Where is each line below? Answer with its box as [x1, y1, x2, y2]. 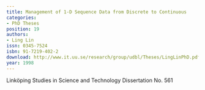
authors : [6, 32, 29, 38]
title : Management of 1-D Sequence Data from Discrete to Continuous [6, 9, 187, 15]
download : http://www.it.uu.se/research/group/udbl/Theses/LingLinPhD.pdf [6, 54, 201, 60]
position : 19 [6, 26, 40, 32]
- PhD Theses [6, 20, 40, 26]
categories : [6, 15, 37, 21]
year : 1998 [6, 60, 34, 66]
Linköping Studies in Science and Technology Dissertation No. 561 [6, 77, 173, 84]
